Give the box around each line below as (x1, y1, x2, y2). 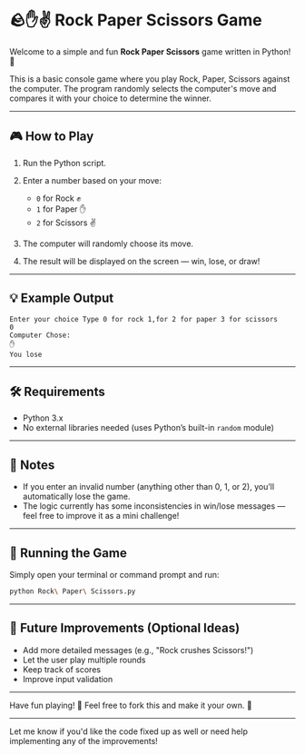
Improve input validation (22, 673, 113, 684)
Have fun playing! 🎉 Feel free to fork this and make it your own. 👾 (9, 700, 252, 710)
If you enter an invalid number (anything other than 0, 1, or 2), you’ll (22, 482, 275, 492)
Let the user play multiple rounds (22, 654, 146, 665)
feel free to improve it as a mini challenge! (22, 511, 180, 522)
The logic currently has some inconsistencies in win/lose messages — (22, 501, 286, 512)
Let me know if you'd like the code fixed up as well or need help (9, 726, 248, 737)
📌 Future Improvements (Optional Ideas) (9, 621, 241, 636)
